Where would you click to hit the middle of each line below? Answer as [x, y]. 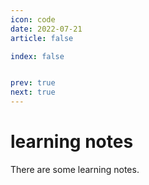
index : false [37, 56]
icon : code [33, 19]
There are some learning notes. [75, 169]
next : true [33, 92]
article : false [42, 38]
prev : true [33, 83]
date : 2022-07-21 [46, 29]
